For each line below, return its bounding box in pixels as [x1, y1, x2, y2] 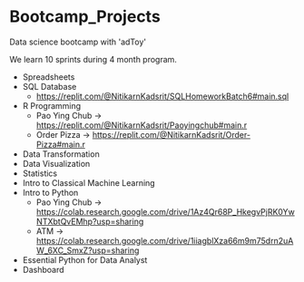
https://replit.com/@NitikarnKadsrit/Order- [92, 129, 251, 140]
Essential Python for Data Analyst [22, 254, 148, 265]
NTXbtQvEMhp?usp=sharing [35, 216, 144, 227]
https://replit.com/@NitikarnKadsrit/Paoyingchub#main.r [35, 120, 248, 131]
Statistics [22, 168, 58, 179]
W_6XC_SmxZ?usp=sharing [35, 245, 140, 256]
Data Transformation [22, 148, 100, 160]
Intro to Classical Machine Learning [22, 177, 156, 188]
